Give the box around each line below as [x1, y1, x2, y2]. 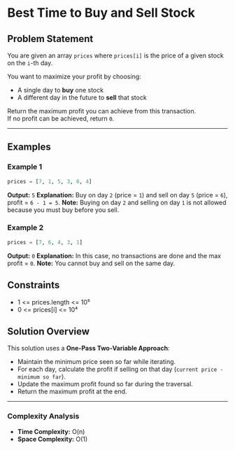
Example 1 [7, 162, 43, 172]
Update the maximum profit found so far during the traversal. [17, 380, 194, 388]
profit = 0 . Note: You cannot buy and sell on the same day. [7, 259, 176, 267]
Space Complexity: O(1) [17, 435, 88, 443]
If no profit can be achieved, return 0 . [7, 114, 115, 122]
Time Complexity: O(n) [17, 427, 85, 435]
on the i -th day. [7, 59, 53, 67]
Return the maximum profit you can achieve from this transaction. [7, 107, 197, 115]
